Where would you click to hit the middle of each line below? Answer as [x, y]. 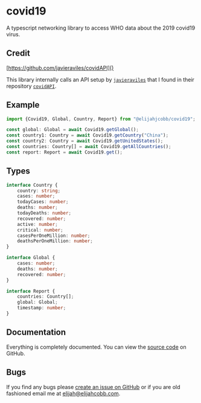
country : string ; [39, 191]
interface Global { [31, 258]
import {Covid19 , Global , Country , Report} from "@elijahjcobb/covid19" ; [101, 119]
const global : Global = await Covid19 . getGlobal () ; [72, 130]
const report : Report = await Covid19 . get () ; [64, 152]
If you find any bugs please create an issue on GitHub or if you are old [93, 387]
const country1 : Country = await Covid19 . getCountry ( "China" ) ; [88, 135]
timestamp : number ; [42, 308]
